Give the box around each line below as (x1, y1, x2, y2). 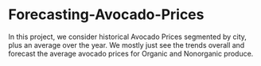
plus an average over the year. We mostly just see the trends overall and (8, 40, 245, 49)
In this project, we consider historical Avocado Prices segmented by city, (8, 32, 247, 41)
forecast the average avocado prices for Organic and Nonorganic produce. (8, 49, 254, 58)
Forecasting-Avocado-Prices (8, 6, 205, 24)
